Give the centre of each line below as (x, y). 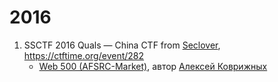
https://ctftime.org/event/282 (84, 55)
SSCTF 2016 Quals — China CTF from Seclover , (122, 45)
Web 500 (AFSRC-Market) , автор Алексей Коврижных (153, 66)
